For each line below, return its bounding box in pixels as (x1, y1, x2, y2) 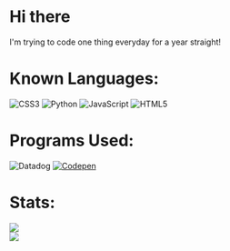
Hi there (9, 6, 71, 27)
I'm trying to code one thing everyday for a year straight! (9, 36, 221, 47)
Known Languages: (9, 68, 159, 89)
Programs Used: (9, 130, 135, 151)
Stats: (9, 193, 56, 213)
